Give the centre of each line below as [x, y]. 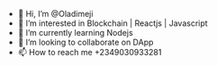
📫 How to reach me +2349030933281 [90, 52]
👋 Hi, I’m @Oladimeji [55, 14]
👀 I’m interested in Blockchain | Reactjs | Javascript [113, 23]
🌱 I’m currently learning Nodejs [75, 33]
